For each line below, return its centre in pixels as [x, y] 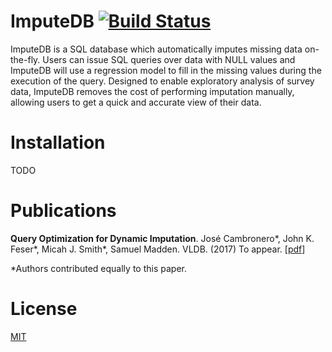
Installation [58, 142]
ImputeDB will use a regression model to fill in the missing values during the [166, 70]
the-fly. [25, 59]
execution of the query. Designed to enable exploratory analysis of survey [162, 81]
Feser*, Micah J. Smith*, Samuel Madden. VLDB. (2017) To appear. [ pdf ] [158, 249]
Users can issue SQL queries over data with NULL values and [169, 59]
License [44, 309]
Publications [63, 211]
